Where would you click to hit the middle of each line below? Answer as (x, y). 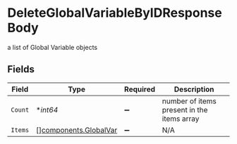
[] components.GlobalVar (77, 130)
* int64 (47, 110)
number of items (189, 101)
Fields (21, 69)
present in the (185, 110)
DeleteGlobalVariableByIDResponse (115, 13)
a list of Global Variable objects (53, 47)
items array (181, 119)
